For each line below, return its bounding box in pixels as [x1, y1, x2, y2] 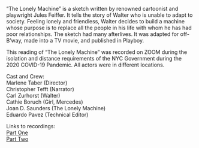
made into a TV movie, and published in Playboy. [23, 37, 144, 44]
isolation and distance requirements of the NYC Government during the [6, 55, 182, 62]
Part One [6, 129, 28, 136]
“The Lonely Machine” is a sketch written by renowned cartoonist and [6, 5, 179, 12]
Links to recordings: [6, 123, 56, 129]
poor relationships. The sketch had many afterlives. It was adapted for [6, 31, 179, 38]
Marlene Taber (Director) [6, 79, 68, 86]
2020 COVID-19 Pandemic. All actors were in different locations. [6, 61, 165, 68]
